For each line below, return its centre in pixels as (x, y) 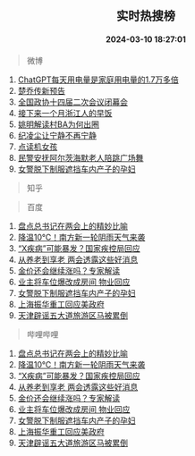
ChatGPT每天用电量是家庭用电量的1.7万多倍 (98, 80)
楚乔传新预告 (41, 90)
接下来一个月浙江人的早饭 (65, 113)
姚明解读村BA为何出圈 (59, 124)
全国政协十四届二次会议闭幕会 (72, 102)
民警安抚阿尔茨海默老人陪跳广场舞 (81, 157)
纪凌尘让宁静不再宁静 (57, 135)
